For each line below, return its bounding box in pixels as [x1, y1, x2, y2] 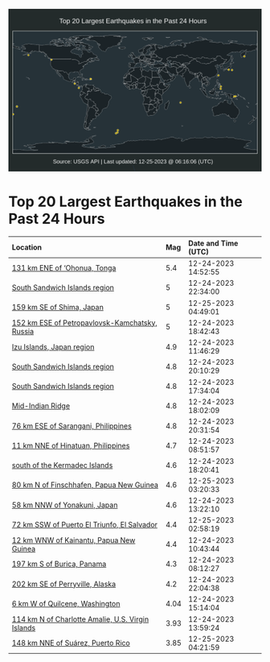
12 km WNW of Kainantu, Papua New [11, 535, 136, 544]
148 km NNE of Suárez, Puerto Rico [11, 638, 130, 648]
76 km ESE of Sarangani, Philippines [11, 420, 133, 431]
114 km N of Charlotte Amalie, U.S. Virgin [11, 614, 149, 624]
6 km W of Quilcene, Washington [11, 598, 121, 608]
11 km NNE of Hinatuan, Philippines [11, 441, 130, 450]
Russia [11, 326, 35, 336]
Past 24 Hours [8, 209, 105, 228]
